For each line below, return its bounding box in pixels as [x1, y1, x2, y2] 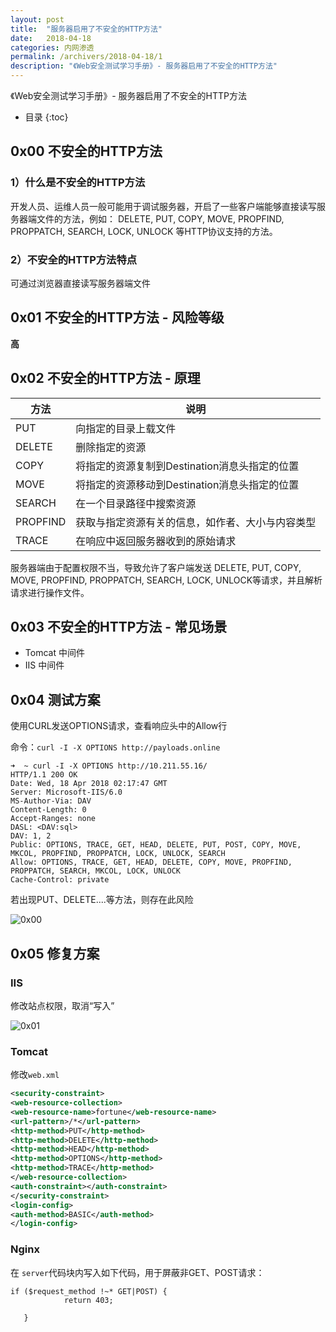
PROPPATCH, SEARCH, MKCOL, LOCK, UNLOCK [10, 866, 182, 876]
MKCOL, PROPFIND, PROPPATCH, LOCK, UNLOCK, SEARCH [10, 849, 226, 859]
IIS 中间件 [24, 659, 65, 671]
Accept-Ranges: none [10, 814, 97, 824]
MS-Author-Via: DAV [10, 796, 92, 806]
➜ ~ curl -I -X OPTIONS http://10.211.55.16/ [10, 761, 208, 771]
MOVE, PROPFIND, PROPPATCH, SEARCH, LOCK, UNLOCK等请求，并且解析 [10, 574, 323, 586]
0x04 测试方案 [10, 691, 101, 708]
